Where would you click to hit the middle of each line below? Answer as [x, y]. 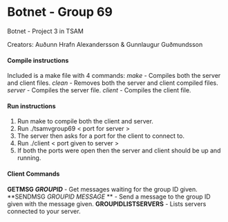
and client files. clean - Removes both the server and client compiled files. [113, 83]
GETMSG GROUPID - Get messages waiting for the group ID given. [103, 189]
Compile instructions [38, 60]
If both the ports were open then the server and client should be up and [119, 151]
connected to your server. [44, 211]
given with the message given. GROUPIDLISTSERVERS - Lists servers [107, 203]
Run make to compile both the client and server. [85, 121]
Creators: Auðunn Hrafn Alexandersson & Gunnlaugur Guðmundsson [105, 44]
